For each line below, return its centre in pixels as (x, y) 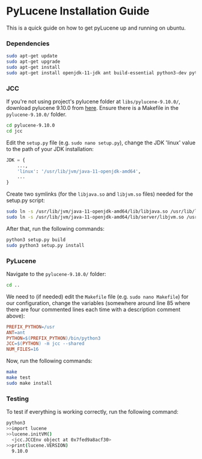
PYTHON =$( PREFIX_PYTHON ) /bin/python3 (54, 338)
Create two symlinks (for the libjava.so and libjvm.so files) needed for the (100, 194)
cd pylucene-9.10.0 (31, 126)
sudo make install (29, 383)
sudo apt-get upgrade (33, 62)
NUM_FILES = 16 (23, 349)
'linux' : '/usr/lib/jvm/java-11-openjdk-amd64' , (79, 171)
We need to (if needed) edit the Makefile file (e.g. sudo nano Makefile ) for (97, 297)
